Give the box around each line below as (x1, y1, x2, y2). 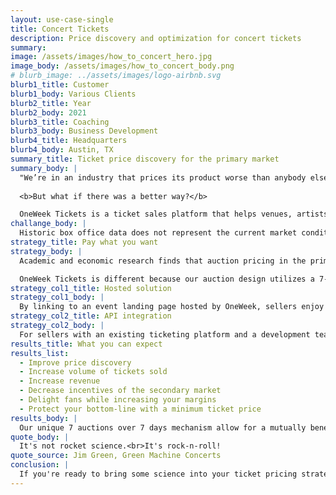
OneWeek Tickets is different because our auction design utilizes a (19, 274, 315, 284)
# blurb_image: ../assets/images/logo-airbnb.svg (10, 71, 222, 81)
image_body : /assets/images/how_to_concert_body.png (10, 61, 235, 71)
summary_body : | (10, 163, 78, 173)
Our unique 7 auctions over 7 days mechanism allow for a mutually (19, 422, 307, 433)
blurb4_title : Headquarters (10, 136, 128, 146)
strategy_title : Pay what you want (10, 237, 159, 247)
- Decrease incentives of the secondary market (19, 386, 222, 396)
